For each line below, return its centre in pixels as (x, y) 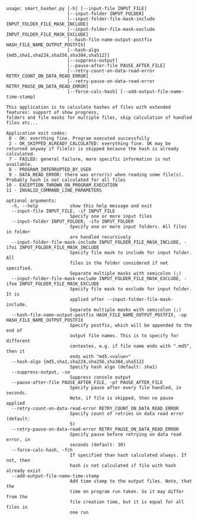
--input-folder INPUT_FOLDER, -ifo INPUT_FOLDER (73, 221)
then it (16, 351)
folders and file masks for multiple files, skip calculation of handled (99, 118)
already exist (24, 471)
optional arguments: (32, 201)
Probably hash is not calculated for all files (66, 180)
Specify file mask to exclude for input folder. (131, 289)
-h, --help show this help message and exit (82, 206)
